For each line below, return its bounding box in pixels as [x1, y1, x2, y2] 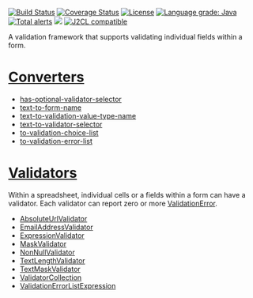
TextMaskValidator [19, 264, 81, 273]
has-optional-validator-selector [19, 94, 123, 104]
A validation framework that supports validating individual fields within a [8, 32, 243, 41]
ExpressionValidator [19, 230, 85, 240]
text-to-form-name [19, 103, 81, 112]
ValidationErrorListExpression [19, 281, 116, 290]
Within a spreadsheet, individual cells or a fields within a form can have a [8, 190, 246, 199]
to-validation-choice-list [19, 127, 99, 138]
